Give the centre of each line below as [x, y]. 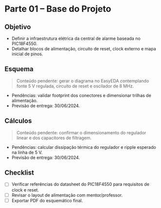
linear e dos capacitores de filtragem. [54, 138]
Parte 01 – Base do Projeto [58, 9]
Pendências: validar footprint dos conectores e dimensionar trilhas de [81, 95]
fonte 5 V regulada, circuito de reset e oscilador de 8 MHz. [75, 86]
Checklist [19, 173]
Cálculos [18, 121]
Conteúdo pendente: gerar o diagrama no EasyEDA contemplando [83, 80]
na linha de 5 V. [27, 152]
